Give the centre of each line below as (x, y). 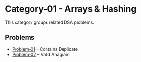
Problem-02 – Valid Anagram (41, 54)
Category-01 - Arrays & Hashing (71, 9)
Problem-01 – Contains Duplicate (45, 49)
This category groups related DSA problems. (50, 22)
